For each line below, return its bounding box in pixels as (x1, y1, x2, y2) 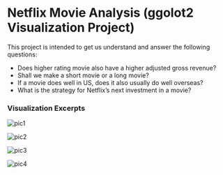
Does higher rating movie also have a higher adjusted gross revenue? (17, 63, 217, 72)
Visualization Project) (7, 20, 134, 36)
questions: (7, 50, 38, 59)
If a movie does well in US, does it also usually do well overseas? (17, 78, 203, 86)
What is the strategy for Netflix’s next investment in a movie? (17, 86, 192, 94)
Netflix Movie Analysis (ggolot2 (7, 5, 194, 21)
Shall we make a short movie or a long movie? (17, 71, 150, 79)
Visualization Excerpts (7, 103, 86, 113)
